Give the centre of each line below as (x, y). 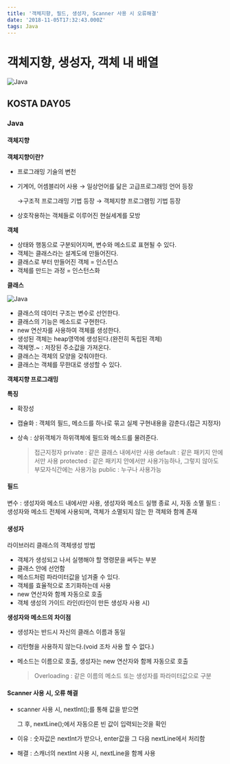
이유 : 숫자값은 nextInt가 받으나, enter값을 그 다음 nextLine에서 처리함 (111, 739)
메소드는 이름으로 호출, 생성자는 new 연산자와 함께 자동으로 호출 (103, 662)
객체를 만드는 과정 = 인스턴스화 (59, 270)
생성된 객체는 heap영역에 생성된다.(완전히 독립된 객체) (90, 338)
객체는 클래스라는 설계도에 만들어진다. (68, 253)
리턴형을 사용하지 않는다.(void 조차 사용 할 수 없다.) (85, 646)
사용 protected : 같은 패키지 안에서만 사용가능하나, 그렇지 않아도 (133, 461)
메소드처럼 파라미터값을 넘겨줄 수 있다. (68, 577)
